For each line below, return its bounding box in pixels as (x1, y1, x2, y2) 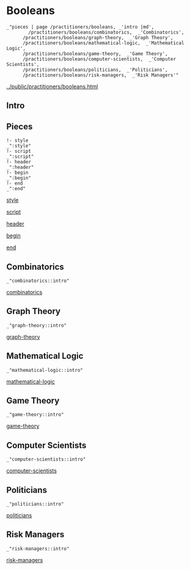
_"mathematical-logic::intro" (6, 367, 84, 373)
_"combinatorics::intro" (6, 278, 70, 284)
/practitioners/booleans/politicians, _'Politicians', (22, 67, 168, 73)
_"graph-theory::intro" (6, 322, 67, 328)
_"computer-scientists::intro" (6, 456, 86, 462)
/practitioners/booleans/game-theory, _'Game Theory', (22, 50, 168, 57)
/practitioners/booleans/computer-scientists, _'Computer (22, 56, 176, 62)
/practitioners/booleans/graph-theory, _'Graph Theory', (22, 34, 174, 40)
